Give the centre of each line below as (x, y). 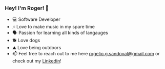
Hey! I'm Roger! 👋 (27, 8)
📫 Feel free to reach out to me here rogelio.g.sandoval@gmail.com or (86, 54)
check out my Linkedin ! (37, 61)
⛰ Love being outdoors (37, 48)
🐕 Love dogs (26, 41)
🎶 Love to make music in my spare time (54, 27)
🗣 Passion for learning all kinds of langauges (60, 33)
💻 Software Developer (36, 19)
